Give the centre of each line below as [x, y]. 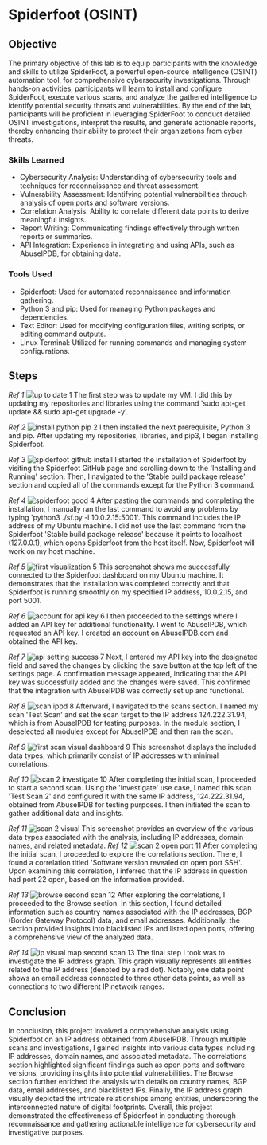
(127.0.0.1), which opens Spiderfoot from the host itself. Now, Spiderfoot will [132, 543]
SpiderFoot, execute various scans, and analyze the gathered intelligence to [132, 97]
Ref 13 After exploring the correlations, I [117, 895]
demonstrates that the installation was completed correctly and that [119, 584]
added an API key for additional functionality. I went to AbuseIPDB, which [128, 625]
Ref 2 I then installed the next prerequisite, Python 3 [129, 427]
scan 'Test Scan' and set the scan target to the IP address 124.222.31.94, [128, 715]
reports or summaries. [56, 237]
